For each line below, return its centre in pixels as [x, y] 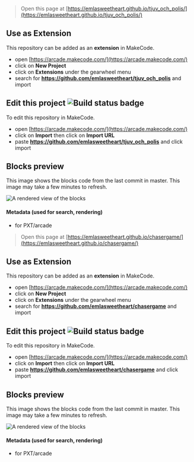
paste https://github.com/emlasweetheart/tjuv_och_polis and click [98, 141]
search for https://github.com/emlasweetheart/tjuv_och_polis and [98, 78]
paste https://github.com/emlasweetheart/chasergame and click [96, 369]
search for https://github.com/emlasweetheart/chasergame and [96, 306]
